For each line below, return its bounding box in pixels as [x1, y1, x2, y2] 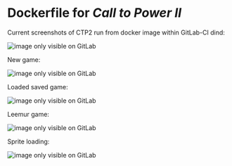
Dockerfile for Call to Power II [7, 5, 182, 21]
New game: [7, 55, 41, 64]
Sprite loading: [7, 137, 50, 146]
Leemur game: [7, 110, 49, 118]
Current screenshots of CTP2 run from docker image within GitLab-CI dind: [7, 28, 225, 37]
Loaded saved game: [7, 82, 68, 91]
